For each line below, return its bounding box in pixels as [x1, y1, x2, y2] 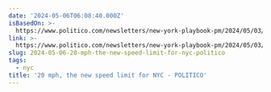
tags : [8, 57, 27, 65]
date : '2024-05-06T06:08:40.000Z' [8, 11, 125, 20]
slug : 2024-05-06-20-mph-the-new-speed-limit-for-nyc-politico [8, 49, 226, 57]
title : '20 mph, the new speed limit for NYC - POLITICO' [8, 71, 207, 79]
